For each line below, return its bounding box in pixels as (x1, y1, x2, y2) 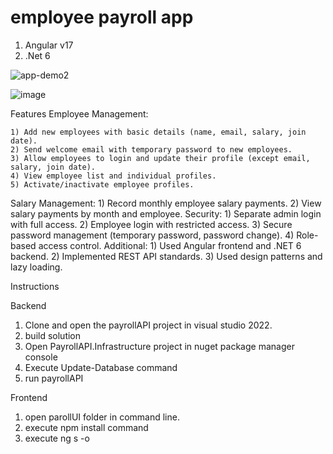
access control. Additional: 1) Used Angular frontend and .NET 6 (38, 239, 302, 251)
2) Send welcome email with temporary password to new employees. (10, 144, 293, 155)
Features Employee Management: (10, 107, 149, 120)
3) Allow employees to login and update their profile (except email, (10, 153, 311, 163)
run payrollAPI (24, 372, 84, 384)
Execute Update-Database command (24, 361, 178, 373)
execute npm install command (24, 421, 149, 433)
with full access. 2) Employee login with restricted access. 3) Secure (10, 218, 293, 230)
